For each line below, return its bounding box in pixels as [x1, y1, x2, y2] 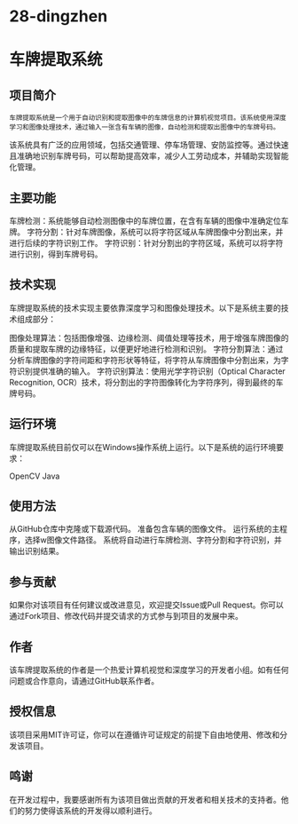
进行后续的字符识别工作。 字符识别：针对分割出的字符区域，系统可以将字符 [9, 238, 284, 248]
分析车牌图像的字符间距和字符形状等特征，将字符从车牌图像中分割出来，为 [9, 354, 281, 365]
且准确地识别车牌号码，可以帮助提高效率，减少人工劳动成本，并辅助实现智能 [9, 151, 289, 162]
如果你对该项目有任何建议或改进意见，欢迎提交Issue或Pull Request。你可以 [9, 599, 284, 610]
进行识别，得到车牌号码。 [9, 249, 103, 259]
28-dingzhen [9, 6, 108, 27]
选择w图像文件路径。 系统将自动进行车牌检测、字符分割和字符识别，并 [24, 535, 282, 545]
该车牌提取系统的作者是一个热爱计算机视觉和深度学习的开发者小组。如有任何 [9, 664, 289, 676]
